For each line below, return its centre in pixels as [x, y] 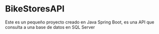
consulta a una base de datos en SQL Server [50, 27]
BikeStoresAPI [35, 9]
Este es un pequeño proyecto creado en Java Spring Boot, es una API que [80, 22]
